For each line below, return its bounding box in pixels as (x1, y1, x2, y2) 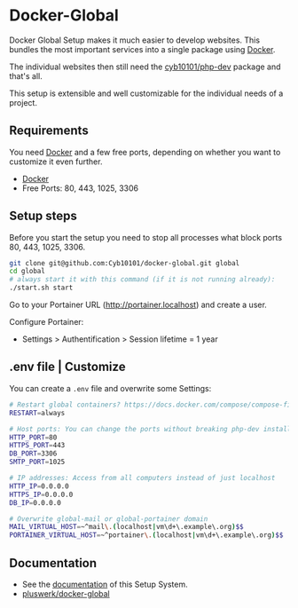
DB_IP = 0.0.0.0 (9, 498, 62, 507)
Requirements (9, 123, 89, 138)
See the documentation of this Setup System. (21, 579, 188, 589)
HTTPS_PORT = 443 (9, 441, 66, 450)
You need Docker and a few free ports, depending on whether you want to (9, 146, 281, 157)
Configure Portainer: (9, 317, 84, 328)
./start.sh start (9, 283, 74, 293)
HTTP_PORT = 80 (9, 432, 58, 442)
